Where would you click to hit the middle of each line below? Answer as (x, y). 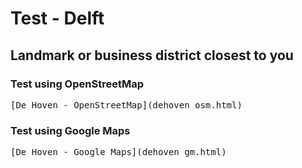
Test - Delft (57, 18)
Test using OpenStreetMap (77, 84)
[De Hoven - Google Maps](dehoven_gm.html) (118, 152)
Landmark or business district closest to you (152, 55)
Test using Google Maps (70, 130)
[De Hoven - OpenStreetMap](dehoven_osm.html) (126, 105)
